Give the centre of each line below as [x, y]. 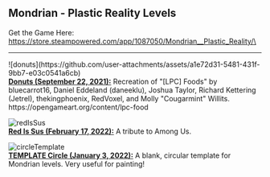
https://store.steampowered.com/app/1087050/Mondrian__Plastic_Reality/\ [133, 41]
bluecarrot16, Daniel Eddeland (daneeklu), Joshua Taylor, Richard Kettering [132, 90]
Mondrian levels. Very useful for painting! [77, 163]
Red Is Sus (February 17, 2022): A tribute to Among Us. [100, 131]
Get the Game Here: [41, 32]
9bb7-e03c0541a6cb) [45, 72]
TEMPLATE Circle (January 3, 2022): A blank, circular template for [120, 155]
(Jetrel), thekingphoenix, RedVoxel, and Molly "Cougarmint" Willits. [119, 98]
